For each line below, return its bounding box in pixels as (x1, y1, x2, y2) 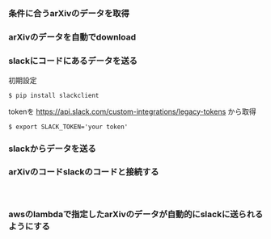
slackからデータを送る (8, 143, 97, 154)
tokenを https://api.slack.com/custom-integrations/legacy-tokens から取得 (8, 107, 256, 116)
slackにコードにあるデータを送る (8, 56, 138, 67)
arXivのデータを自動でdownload (8, 31, 137, 43)
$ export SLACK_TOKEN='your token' (8, 123, 129, 131)
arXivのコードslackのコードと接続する (8, 166, 159, 178)
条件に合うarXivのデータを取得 (8, 8, 129, 19)
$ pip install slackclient (8, 91, 100, 99)
